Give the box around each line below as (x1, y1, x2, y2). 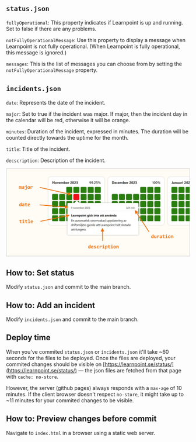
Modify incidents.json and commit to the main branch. (6, 316, 139, 323)
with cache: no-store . (6, 373, 59, 380)
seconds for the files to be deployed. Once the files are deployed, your (6, 354, 176, 361)
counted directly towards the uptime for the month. (6, 134, 129, 141)
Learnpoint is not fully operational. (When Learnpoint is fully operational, (6, 43, 180, 50)
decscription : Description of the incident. (6, 157, 106, 164)
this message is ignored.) (6, 49, 67, 56)
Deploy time (6, 333, 51, 343)
